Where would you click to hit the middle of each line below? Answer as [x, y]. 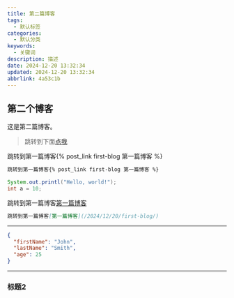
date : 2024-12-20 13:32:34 [46, 66]
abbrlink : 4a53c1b [34, 79]
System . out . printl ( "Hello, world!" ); [62, 182]
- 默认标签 [27, 27]
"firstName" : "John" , [45, 241]
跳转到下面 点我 [46, 142]
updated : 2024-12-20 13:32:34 [51, 72]
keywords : [22, 46]
